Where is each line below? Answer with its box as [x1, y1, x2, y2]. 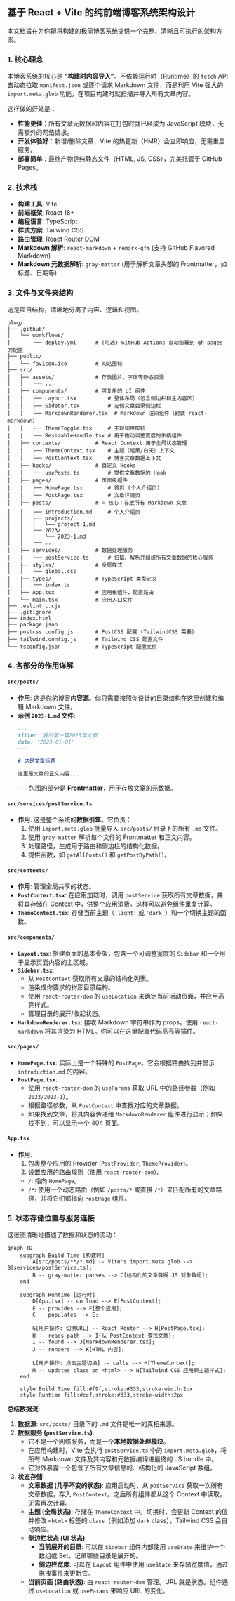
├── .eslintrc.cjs [7, 602, 61, 610]
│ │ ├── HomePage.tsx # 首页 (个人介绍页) [7, 484, 161, 492]
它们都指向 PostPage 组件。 [52, 1194, 131, 1203]
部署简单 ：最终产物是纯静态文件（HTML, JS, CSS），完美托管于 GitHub [17, 154, 222, 163]
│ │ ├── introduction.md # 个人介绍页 [7, 508, 140, 515]
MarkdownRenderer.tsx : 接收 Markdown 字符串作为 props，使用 [17, 1017, 199, 1027]
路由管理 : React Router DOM [17, 235, 100, 244]
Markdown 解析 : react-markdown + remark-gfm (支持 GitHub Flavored [17, 244, 215, 252]
